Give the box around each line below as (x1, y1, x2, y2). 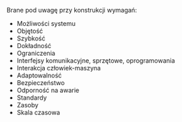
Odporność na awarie (16, 86, 80, 94)
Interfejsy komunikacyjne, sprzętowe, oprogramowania (16, 56, 176, 65)
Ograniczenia (16, 49, 55, 57)
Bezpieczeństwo (16, 79, 65, 86)
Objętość (16, 27, 43, 35)
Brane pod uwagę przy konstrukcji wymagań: (6, 6, 137, 14)
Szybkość (16, 34, 46, 43)
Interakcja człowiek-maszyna (16, 64, 101, 72)
